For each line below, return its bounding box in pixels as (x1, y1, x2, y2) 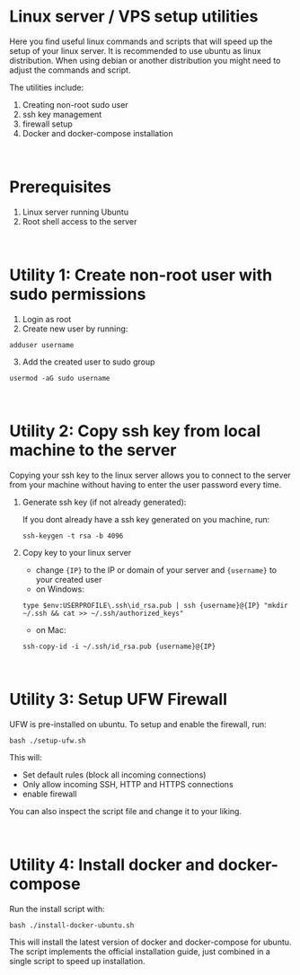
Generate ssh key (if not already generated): (22, 496, 187, 507)
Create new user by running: (22, 323, 128, 334)
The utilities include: (9, 82, 84, 92)
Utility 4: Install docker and (9, 855, 216, 874)
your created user (35, 574, 102, 584)
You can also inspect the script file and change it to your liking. (9, 805, 243, 816)
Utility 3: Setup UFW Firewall (9, 689, 227, 709)
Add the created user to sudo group (22, 356, 155, 367)
